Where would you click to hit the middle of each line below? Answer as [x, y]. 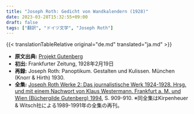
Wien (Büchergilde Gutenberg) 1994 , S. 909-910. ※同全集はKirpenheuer [101, 98]
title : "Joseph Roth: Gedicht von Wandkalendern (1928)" [77, 11]
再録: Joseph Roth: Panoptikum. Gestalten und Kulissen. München [95, 71]
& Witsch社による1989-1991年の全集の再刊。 [68, 105]
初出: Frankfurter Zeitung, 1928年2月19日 [64, 64]
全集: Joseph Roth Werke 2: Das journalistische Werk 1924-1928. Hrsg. [101, 85]
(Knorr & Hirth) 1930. [40, 78]
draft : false [22, 22]
